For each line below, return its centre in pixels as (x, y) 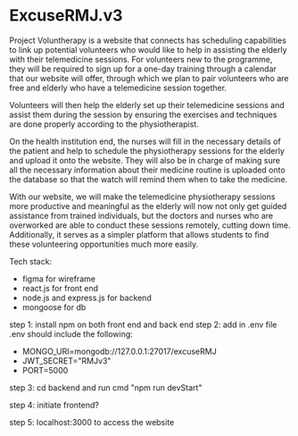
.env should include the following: (71, 334)
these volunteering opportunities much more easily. (104, 244)
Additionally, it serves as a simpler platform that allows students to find (139, 234)
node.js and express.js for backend (87, 298)
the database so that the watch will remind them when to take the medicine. (149, 179)
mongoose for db (54, 307)
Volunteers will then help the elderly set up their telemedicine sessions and (147, 105)
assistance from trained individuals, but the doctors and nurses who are (141, 215)
